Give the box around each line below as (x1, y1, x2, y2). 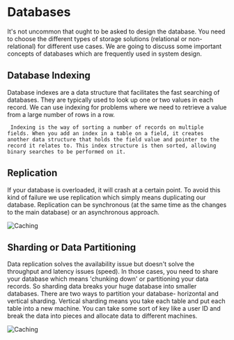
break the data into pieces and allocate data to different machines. (7, 311, 198, 320)
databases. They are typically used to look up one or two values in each (7, 95, 214, 104)
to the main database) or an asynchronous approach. (7, 208, 160, 216)
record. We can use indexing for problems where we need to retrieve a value (7, 102, 228, 111)
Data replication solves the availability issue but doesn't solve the (7, 260, 195, 268)
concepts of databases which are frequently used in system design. (7, 49, 202, 58)
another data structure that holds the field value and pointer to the (7, 136, 219, 143)
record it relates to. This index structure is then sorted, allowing (7, 142, 217, 149)
